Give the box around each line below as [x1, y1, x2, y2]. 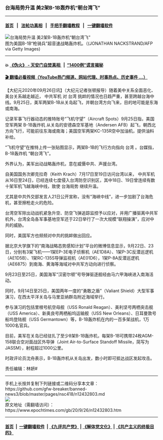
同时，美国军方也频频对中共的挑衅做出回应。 [5, 232, 95, 239]
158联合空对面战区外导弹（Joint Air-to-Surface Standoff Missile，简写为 [5, 339, 149, 345]
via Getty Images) [5, 46, 41, 52]
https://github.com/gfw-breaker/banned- [5, 386, 87, 392]
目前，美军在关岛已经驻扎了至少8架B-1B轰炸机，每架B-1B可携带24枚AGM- [5, 333, 154, 339]
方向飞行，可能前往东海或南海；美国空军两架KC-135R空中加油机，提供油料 [5, 128, 154, 134]
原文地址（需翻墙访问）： [5, 402, 54, 408]
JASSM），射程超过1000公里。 [5, 345, 66, 351]
